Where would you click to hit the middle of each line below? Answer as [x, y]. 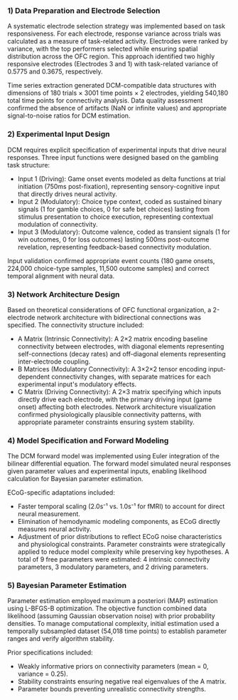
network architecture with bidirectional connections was [119, 317]
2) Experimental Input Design [59, 134]
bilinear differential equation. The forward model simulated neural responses [119, 464]
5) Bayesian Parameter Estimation [67, 585]
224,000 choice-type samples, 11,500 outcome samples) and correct [108, 268]
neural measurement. [49, 514]
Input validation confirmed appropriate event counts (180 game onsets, [111, 261]
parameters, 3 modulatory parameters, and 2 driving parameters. [113, 567]
